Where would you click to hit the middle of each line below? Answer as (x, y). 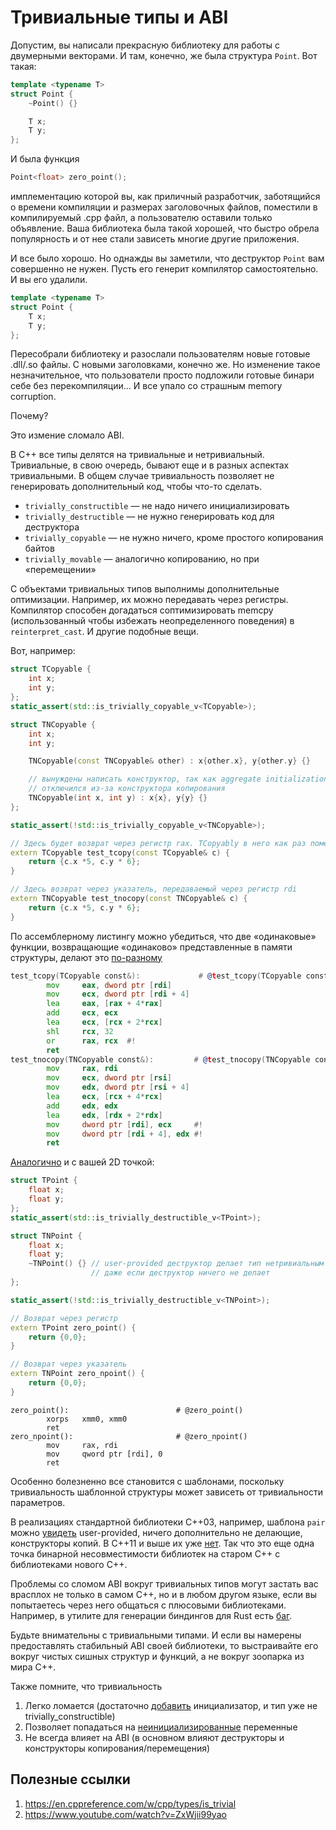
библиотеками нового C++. (69, 1564)
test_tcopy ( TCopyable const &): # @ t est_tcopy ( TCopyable (156, 976)
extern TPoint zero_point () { (73, 1327)
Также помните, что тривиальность (86, 1686)
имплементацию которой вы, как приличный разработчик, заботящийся (165, 197)
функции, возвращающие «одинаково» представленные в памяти (151, 947)
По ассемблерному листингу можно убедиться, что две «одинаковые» (163, 936)
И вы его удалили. (49, 280)
